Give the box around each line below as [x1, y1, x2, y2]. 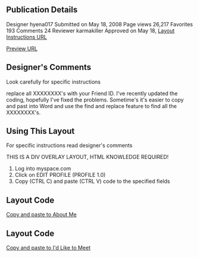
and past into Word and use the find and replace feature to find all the [6, 102, 177, 109]
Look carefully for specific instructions [6, 78, 101, 85]
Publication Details [6, 5, 78, 15]
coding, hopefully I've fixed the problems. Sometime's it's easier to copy [6, 96, 184, 103]
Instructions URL [6, 33, 47, 41]
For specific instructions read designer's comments [6, 142, 133, 149]
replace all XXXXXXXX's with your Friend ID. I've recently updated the [6, 90, 178, 97]
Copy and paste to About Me [6, 211, 77, 218]
